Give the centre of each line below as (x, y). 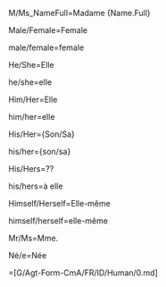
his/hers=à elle (36, 186)
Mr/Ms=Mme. (33, 238)
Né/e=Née (28, 255)
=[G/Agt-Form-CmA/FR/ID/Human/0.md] (83, 273)
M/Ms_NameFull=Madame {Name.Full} (79, 13)
